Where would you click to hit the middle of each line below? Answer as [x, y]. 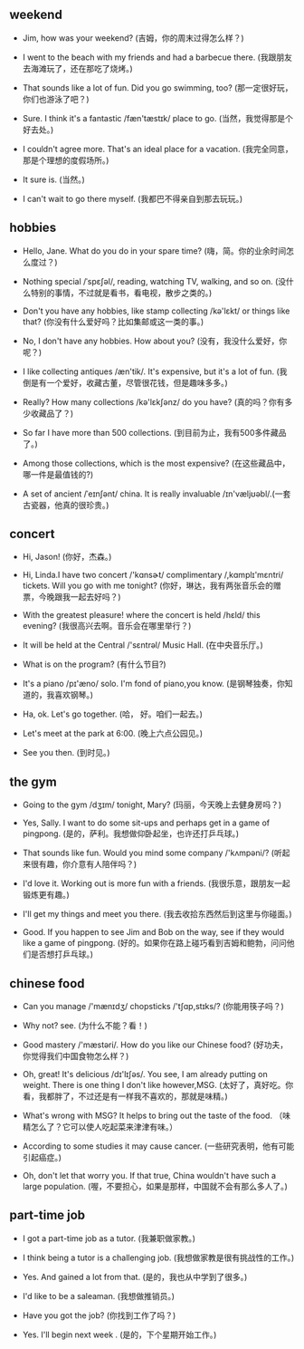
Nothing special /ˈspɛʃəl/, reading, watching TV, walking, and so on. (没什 [158, 281]
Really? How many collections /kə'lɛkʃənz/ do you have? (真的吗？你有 [153, 401]
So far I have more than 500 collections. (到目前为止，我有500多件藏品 [154, 432]
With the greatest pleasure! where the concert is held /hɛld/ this [141, 615]
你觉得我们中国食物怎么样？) [76, 1056]
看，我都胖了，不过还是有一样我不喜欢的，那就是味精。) [125, 1096]
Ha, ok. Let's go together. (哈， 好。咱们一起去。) [113, 714]
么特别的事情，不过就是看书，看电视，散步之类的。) [117, 293]
